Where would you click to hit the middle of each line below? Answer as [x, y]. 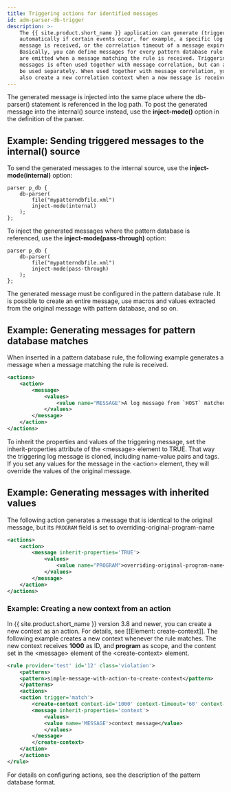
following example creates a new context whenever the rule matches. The [112, 638]
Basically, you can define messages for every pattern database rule [121, 52]
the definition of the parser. [46, 119]
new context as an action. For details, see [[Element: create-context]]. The [112, 631]
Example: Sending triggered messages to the [106, 141]
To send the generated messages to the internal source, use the [98, 168]
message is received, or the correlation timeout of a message [112, 45]
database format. [32, 782]
